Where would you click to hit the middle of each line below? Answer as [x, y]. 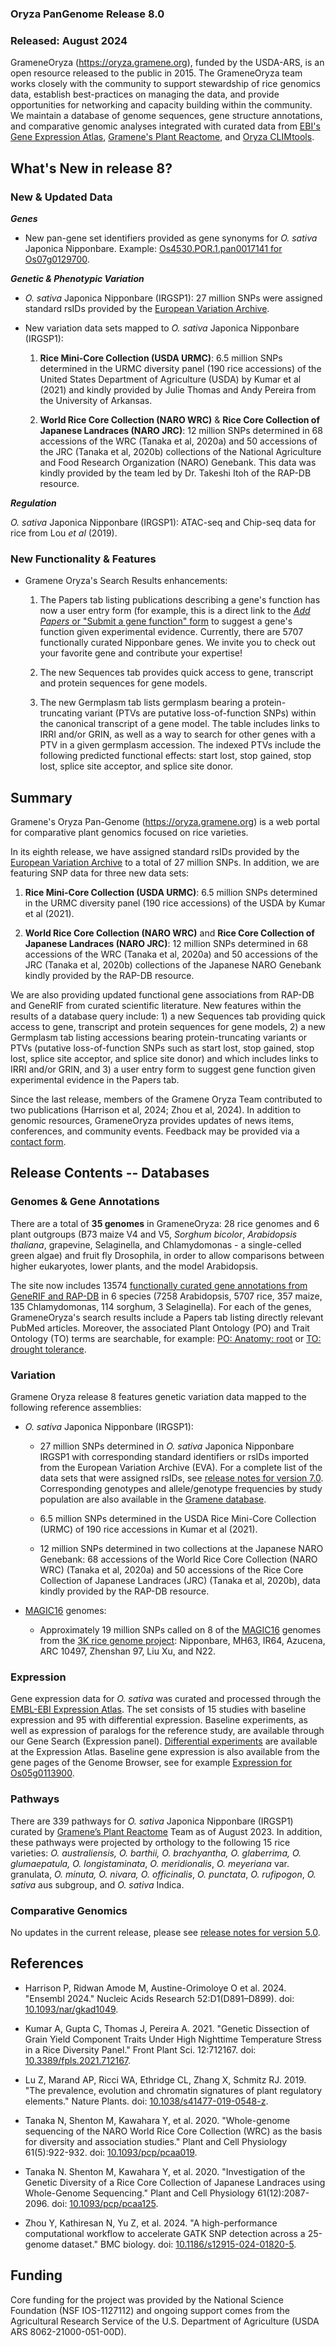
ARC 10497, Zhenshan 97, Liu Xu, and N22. [127, 1651]
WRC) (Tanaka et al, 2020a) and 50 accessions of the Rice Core [171, 1570]
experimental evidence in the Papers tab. [95, 1080]
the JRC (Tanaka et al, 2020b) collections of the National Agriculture [180, 451]
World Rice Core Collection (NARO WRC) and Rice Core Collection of [169, 933]
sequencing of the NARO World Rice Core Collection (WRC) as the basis [173, 2131]
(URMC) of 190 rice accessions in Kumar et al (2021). [148, 1529]
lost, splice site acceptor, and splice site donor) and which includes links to [164, 1059]
